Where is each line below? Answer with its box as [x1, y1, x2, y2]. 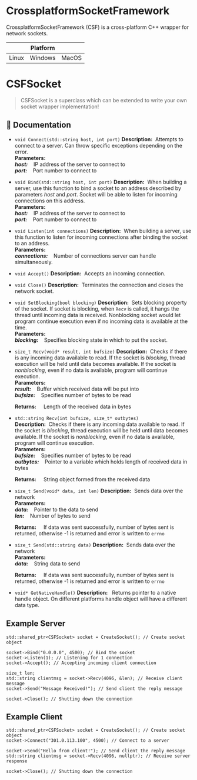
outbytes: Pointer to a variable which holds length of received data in [14, 458, 188, 465]
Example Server [6, 619, 66, 629]
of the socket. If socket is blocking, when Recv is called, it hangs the [14, 305, 179, 312]
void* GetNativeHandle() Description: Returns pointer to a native [14, 589, 176, 596]
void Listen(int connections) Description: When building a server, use [14, 227, 192, 234]
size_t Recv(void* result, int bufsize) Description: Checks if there [14, 348, 187, 355]
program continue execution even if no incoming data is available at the [14, 318, 188, 325]
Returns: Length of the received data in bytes [14, 403, 131, 410]
